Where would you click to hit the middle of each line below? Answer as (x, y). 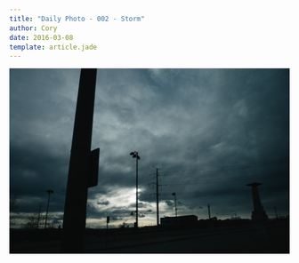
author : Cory (33, 28)
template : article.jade (53, 47)
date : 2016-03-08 (41, 37)
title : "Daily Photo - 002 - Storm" (77, 19)
